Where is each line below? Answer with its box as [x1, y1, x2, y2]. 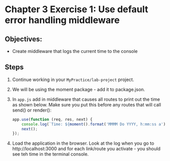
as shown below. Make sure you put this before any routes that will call [12, 101, 161, 108]
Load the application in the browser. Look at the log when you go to [12, 140, 154, 146]
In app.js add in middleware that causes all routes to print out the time [12, 96, 160, 102]
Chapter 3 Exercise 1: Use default [5, 4, 149, 15]
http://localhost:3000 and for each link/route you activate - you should [12, 146, 161, 152]
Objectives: [5, 35, 42, 43]
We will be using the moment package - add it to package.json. [12, 86, 145, 92]
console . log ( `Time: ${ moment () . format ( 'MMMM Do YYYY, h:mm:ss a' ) [21, 121, 166, 127]
